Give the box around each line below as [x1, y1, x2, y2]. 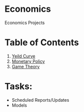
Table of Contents [4, 37, 79, 48]
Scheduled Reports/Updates [11, 97, 69, 103]
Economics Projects [4, 20, 45, 26]
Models [11, 102, 28, 108]
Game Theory [11, 63, 40, 69]
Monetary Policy [11, 58, 45, 64]
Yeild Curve [11, 53, 35, 59]
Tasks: [4, 81, 32, 92]
